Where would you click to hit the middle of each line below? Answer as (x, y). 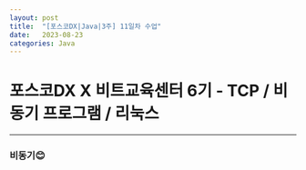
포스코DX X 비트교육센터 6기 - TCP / (140, 91)
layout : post (34, 18)
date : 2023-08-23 (46, 35)
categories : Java (42, 43)
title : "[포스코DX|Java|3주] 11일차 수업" (86, 26)
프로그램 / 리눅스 (101, 114)
